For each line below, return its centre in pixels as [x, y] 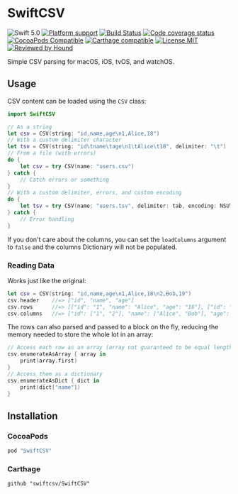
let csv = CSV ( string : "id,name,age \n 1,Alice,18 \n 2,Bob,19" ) [100, 293]
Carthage [24, 468]
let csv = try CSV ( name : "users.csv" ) [77, 166]
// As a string [30, 127]
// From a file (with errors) [52, 153]
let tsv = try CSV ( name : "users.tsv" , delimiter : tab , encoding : [119, 206]
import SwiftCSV [31, 114]
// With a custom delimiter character [64, 140]
